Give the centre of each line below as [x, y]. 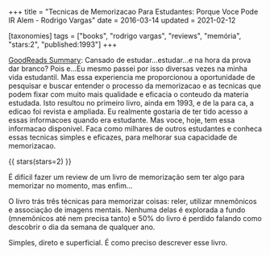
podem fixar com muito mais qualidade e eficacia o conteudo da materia [129, 94]
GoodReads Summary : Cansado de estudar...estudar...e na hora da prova [130, 60]
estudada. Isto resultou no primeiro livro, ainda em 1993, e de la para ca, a [131, 103]
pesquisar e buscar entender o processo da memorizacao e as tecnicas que [135, 86]
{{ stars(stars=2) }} [40, 161]
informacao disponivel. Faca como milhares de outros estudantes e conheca [135, 129]
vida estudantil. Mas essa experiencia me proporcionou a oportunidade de [132, 77]
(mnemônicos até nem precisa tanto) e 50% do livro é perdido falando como [135, 218]
